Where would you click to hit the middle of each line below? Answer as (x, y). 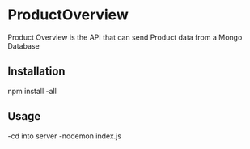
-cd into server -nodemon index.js (65, 136)
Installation (36, 72)
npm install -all (32, 91)
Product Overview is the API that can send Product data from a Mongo (125, 37)
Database (23, 45)
